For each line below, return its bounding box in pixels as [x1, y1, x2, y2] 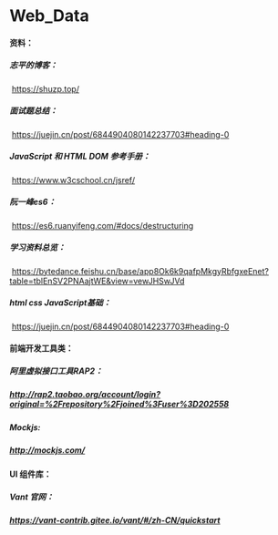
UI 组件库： [9, 468, 52, 479]
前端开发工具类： [9, 343, 74, 354]
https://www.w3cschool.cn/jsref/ [11, 174, 135, 185]
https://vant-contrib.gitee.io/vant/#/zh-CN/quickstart [9, 515, 221, 526]
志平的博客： [9, 60, 57, 71]
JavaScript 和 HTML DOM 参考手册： [9, 151, 150, 162]
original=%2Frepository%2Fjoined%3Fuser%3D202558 [9, 398, 230, 410]
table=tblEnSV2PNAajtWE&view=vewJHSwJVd [9, 275, 185, 286]
